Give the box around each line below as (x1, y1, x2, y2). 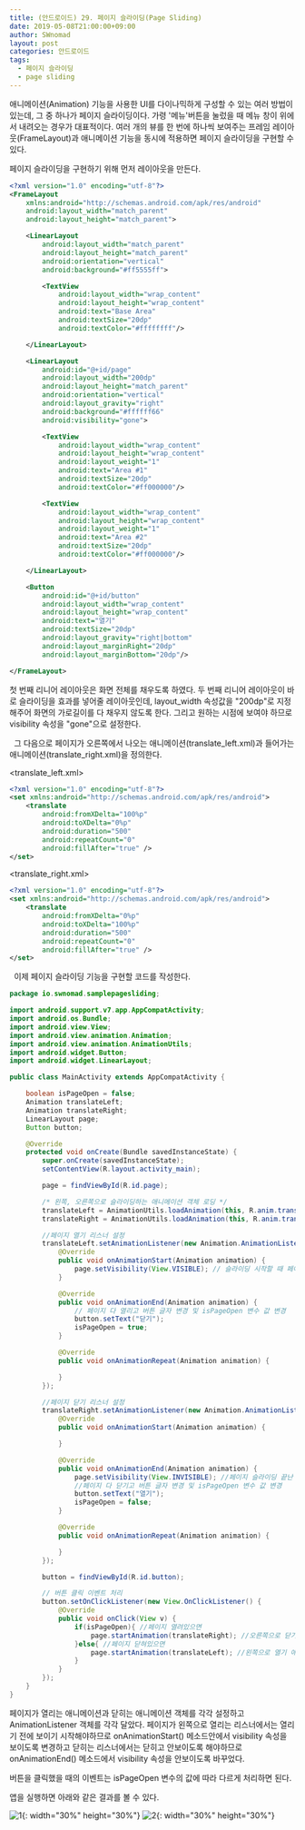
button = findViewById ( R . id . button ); (42, 1572, 184, 1581)
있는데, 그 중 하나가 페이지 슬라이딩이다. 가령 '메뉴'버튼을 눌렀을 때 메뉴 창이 (9, 110, 278, 121)
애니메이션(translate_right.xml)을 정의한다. (9, 748, 162, 759)
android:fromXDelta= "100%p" (42, 810, 148, 819)
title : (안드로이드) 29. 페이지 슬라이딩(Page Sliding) (9, 13, 202, 23)
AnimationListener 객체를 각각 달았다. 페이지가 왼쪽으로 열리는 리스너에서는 (9, 1718, 279, 1730)
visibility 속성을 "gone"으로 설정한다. (9, 718, 142, 729)
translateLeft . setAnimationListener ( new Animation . (42, 1239, 242, 1249)
